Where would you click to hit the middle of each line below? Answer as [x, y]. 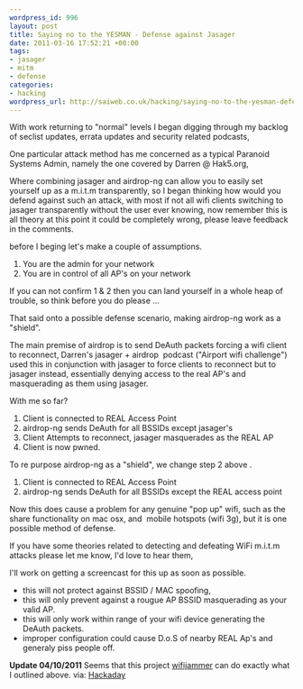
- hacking [28, 93]
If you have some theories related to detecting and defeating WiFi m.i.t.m [145, 546]
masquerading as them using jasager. [79, 383]
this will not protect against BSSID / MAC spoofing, [117, 591]
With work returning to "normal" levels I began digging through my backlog [149, 127]
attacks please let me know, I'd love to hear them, [101, 556]
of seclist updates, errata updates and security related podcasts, [129, 137]
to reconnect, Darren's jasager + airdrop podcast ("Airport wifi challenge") [148, 355]
